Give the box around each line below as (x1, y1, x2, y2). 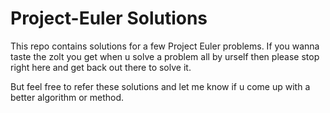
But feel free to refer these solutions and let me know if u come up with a (10, 80, 311, 92)
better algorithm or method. (10, 91, 125, 103)
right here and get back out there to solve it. (10, 61, 192, 73)
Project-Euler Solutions (10, 7, 208, 30)
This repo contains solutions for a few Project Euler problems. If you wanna (10, 40, 320, 52)
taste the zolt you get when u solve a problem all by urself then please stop (10, 50, 320, 62)
